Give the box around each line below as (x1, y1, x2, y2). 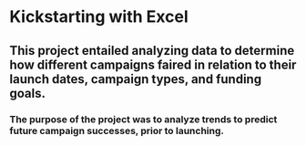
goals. (9, 85, 46, 101)
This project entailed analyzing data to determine (9, 43, 295, 58)
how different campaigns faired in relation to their (9, 57, 297, 72)
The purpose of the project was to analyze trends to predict (9, 112, 278, 125)
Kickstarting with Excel (9, 6, 189, 27)
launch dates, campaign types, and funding (9, 71, 262, 87)
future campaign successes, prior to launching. (9, 124, 225, 137)
